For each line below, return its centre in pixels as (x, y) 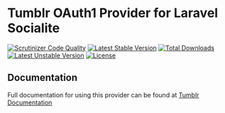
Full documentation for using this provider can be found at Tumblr (103, 95)
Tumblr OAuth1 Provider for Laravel (113, 13)
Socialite (34, 28)
